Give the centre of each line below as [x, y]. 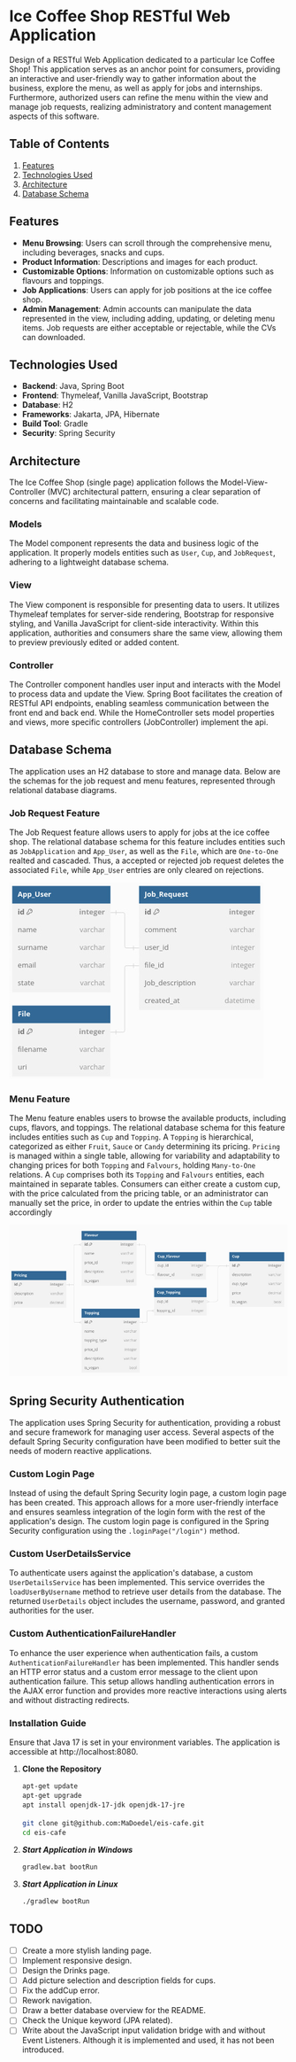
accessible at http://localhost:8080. [74, 1751]
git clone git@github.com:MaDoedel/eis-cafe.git [113, 1824]
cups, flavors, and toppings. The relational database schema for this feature [147, 1128]
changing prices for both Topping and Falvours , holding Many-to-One [133, 1165]
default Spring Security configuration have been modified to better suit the [145, 1441]
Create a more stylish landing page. [87, 1950]
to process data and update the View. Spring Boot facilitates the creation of [146, 694]
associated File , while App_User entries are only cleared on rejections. [137, 870]
